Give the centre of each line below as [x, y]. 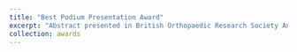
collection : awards [45, 33]
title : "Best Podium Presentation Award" [87, 17]
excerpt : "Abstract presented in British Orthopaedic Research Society [144, 26]
